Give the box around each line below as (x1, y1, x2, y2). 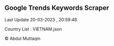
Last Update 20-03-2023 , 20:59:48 (4, 16, 77, 22)
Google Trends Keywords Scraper (4, 4, 109, 12)
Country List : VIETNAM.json (4, 26, 62, 32)
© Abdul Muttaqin (4, 35, 41, 41)
